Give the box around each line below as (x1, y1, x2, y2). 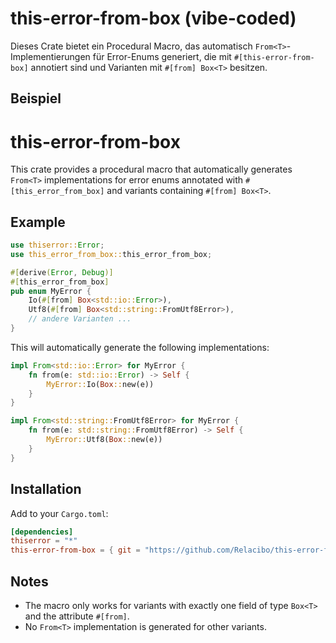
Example (10, 213, 66, 231)
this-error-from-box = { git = (10, 545, 141, 556)
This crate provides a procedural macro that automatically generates (10, 163, 293, 176)
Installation (10, 481, 82, 498)
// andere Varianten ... (28, 314, 132, 324)
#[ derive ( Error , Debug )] (10, 267, 114, 277)
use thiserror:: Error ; (10, 240, 105, 251)
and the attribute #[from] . (24, 610, 130, 622)
